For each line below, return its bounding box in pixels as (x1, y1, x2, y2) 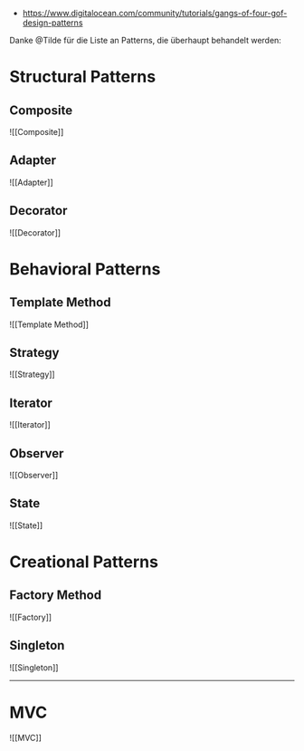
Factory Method (9, 588, 102, 603)
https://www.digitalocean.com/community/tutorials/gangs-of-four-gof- (22, 8, 288, 18)
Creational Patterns (9, 552, 158, 573)
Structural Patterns (9, 67, 157, 87)
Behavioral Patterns (9, 258, 161, 279)
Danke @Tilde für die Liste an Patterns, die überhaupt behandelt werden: (9, 35, 282, 45)
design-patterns (22, 17, 83, 28)
